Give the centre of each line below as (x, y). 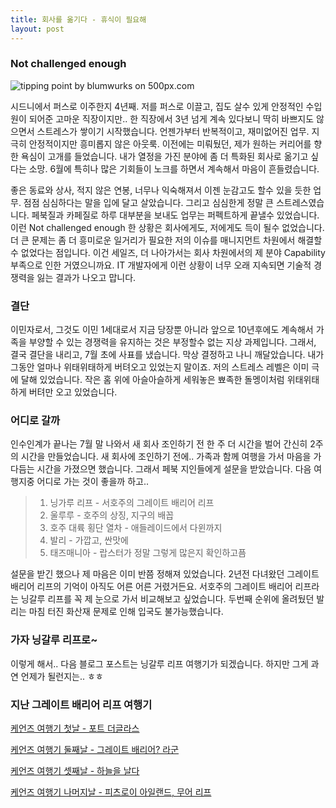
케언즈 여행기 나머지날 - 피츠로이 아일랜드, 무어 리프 (111, 792)
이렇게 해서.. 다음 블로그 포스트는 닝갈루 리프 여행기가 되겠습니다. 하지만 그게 (159, 663)
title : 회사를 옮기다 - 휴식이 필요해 (78, 19)
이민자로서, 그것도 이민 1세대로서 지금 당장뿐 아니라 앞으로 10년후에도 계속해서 (162, 330)
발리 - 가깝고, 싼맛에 (89, 540)
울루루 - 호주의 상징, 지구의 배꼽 (112, 515)
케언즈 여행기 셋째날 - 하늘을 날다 (75, 770)
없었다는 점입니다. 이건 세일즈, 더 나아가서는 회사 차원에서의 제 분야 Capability (173, 252)
